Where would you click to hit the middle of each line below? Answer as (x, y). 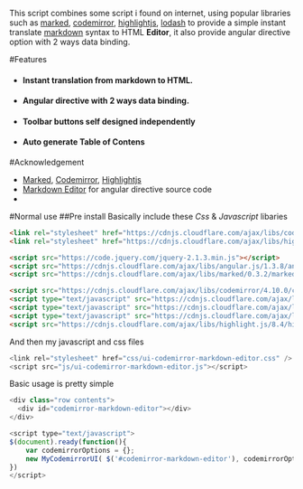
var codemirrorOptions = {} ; (80, 450)
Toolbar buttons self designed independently (109, 121)
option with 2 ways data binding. (70, 42)
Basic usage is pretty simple (62, 384)
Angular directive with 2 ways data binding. (106, 101)
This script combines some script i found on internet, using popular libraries (150, 13)
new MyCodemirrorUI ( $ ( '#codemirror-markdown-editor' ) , (133, 459)
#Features (28, 59)
